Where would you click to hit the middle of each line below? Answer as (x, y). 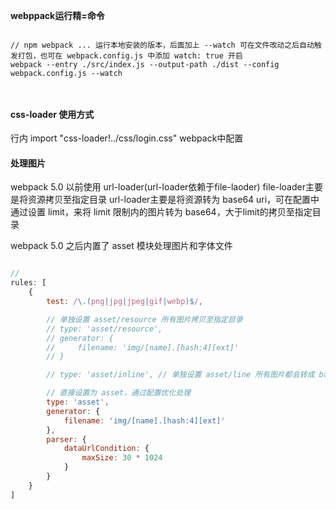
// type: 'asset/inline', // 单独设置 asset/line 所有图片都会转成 (180, 375)
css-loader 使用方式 (52, 114)
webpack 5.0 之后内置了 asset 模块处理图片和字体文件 (121, 246)
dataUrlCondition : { (106, 449)
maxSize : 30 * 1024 (122, 458)
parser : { (66, 439)
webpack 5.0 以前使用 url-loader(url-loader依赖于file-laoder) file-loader (158, 187)
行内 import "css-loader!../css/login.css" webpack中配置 (127, 138)
